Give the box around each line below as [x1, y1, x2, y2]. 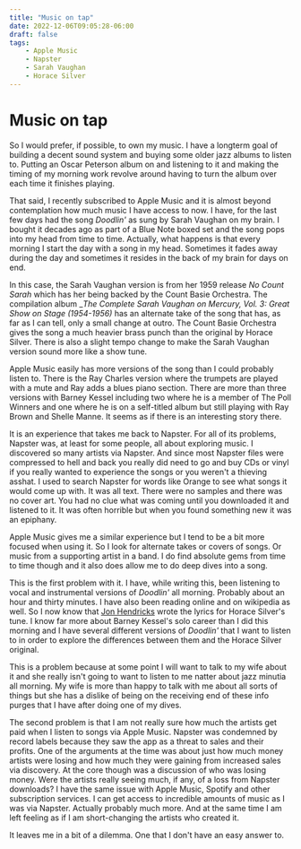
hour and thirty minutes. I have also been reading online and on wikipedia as [9, 596, 291, 607]
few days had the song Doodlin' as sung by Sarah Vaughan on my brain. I [9, 214, 279, 225]
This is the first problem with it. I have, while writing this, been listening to [9, 577, 280, 588]
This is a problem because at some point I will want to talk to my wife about [9, 661, 287, 672]
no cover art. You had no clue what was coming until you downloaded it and [9, 495, 289, 506]
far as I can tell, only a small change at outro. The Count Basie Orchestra [9, 317, 277, 328]
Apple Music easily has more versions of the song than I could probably [9, 363, 274, 374]
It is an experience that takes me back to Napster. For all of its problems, [9, 428, 277, 439]
